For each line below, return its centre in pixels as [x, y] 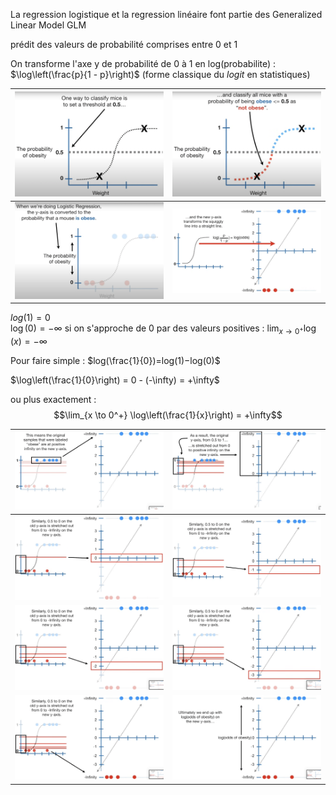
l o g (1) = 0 [30, 318]
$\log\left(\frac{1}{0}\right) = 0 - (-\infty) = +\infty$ [115, 380]
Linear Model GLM [48, 25]
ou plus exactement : [53, 399]
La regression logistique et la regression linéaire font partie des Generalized [166, 14]
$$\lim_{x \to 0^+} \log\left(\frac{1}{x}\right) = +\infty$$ [168, 415]
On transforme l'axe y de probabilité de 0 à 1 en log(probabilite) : [143, 63]
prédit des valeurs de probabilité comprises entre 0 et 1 [124, 44]
